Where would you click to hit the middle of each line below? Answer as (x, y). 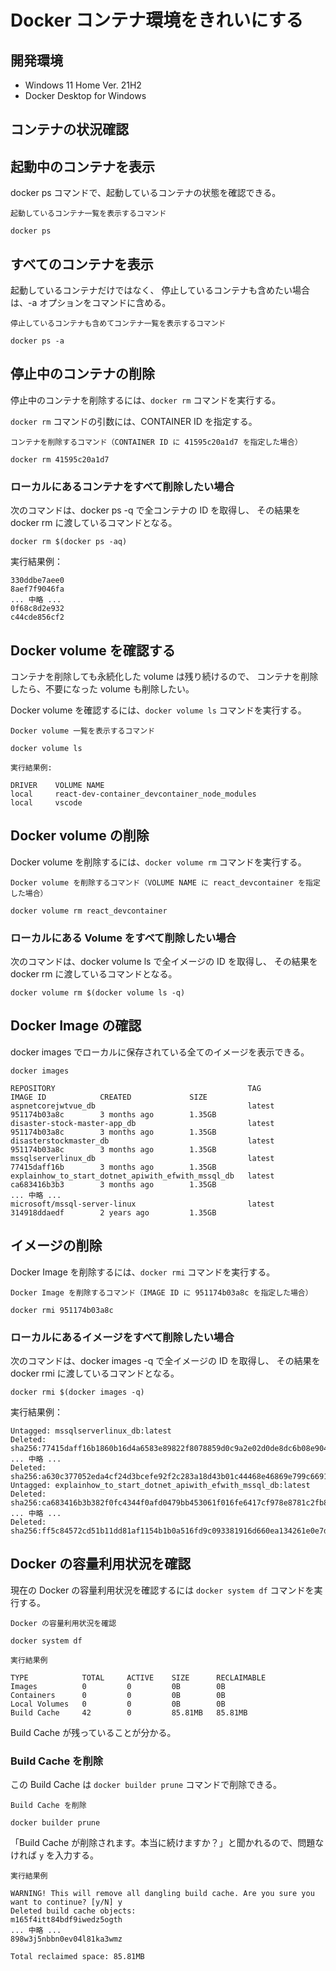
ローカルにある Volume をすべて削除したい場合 (123, 938)
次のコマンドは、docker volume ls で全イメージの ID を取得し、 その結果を (164, 962)
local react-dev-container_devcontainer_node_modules (133, 794)
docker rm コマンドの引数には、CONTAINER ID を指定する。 (134, 421)
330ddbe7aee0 (37, 581)
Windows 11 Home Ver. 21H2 (83, 85)
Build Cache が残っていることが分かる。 (93, 1732)
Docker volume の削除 (80, 836)
